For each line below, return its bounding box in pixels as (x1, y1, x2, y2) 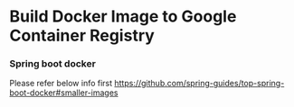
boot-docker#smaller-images (9, 87, 119, 98)
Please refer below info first (9, 78, 113, 89)
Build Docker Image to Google (9, 6, 237, 27)
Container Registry (9, 25, 156, 46)
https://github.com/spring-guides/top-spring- (114, 78, 285, 89)
